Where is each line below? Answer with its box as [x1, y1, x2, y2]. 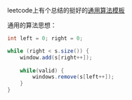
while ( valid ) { [20, 67, 65, 74]
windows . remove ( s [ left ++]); [32, 73, 114, 80]
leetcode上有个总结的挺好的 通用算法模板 [7, 6, 125, 14]
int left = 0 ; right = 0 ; [7, 35, 83, 42]
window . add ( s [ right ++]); [20, 54, 93, 61]
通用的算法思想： [7, 21, 57, 29]
